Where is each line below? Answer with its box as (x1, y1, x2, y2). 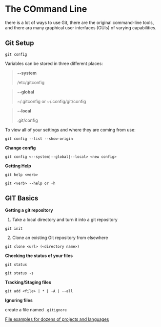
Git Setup (5, 39, 34, 47)
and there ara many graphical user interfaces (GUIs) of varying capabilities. (5, 24, 157, 30)
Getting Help (5, 163, 32, 169)
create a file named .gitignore (5, 306, 67, 312)
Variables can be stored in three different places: (5, 60, 103, 66)
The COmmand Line (5, 3, 87, 15)
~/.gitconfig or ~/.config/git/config (17, 98, 86, 104)
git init (5, 226, 23, 231)
